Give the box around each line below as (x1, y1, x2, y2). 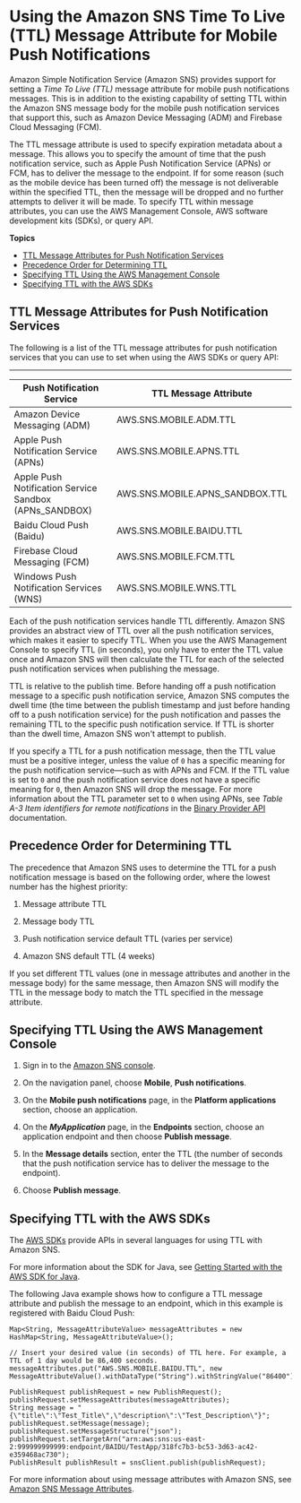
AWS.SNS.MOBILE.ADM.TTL (116, 413, 236, 426)
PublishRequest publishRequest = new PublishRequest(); (9, 1387, 222, 1397)
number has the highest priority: (9, 881, 128, 892)
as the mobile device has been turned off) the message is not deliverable (9, 177, 279, 187)
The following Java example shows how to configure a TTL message (9, 1289, 263, 1300)
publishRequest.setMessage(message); (9, 1419, 150, 1429)
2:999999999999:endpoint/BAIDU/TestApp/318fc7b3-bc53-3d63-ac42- (9, 1443, 258, 1452)
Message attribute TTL (21, 898, 107, 909)
